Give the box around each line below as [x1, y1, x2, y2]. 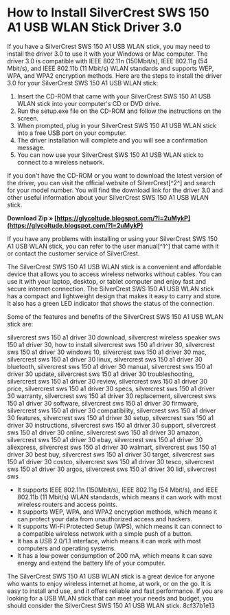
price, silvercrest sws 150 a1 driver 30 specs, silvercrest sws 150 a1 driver [7, 384, 215, 393]
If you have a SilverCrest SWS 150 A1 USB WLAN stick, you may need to [7, 42, 211, 50]
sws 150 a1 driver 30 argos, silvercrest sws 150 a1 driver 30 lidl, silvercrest [7, 465, 217, 473]
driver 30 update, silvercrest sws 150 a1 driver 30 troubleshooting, [7, 370, 194, 378]
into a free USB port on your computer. [16, 129, 127, 137]
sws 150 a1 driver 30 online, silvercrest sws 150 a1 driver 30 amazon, [7, 428, 201, 437]
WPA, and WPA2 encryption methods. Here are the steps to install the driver [7, 71, 222, 80]
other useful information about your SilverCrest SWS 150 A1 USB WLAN [7, 193, 209, 201]
